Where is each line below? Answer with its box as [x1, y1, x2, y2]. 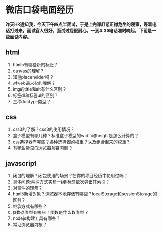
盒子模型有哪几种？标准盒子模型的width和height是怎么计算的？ [12, 132, 139, 138]
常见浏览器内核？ [12, 222, 47, 228]
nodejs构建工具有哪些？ [12, 215, 60, 221]
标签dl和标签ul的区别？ [12, 92, 59, 98]
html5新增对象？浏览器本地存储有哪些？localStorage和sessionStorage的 [12, 191, 157, 197]
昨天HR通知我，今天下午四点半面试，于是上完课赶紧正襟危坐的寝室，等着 [5, 21, 152, 27]
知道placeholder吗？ [12, 74, 54, 80]
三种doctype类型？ [12, 98, 51, 104]
